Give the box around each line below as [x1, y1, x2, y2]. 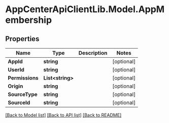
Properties [5, 34, 40, 43]
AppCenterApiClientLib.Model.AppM [5, 4, 165, 15]
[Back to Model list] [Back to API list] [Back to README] [5, 112, 122, 118]
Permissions [8, 74, 39, 81]
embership [5, 14, 52, 26]
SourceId [8, 99, 30, 106]
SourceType [8, 91, 38, 98]
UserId [8, 66, 24, 73]
